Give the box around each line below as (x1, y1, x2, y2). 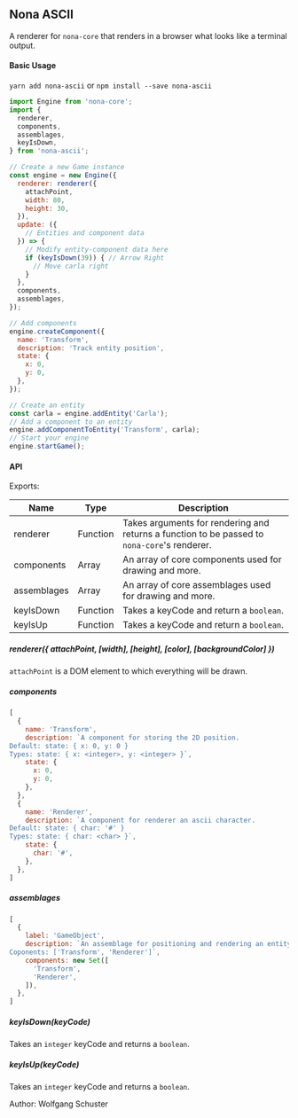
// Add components (9, 318, 77, 327)
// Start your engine (9, 434, 90, 442)
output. (9, 40, 35, 51)
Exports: (9, 481, 40, 491)
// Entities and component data (25, 229, 145, 238)
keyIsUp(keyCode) (9, 1059, 80, 1069)
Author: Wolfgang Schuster (9, 1098, 109, 1109)
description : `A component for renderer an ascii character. (25, 816, 255, 825)
